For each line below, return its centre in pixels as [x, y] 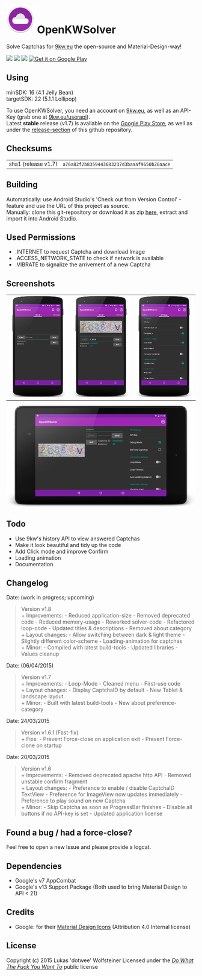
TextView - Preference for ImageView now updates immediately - [102, 795]
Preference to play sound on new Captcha [73, 801]
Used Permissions [41, 238]
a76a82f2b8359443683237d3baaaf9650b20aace [117, 164]
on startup [49, 745]
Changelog [27, 583]
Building [22, 185]
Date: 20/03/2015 [28, 757]
